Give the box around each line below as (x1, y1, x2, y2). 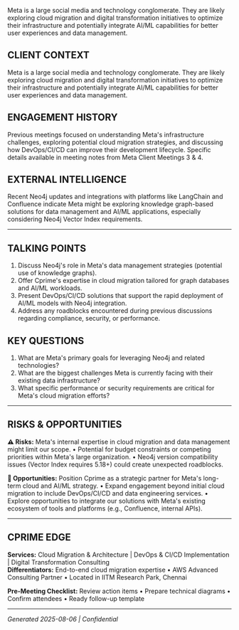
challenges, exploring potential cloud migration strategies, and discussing (7, 138, 223, 146)
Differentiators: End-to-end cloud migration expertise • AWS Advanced (7, 565, 218, 574)
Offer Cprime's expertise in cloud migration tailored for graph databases (17, 277, 230, 285)
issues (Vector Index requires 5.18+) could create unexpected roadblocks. (7, 460, 224, 469)
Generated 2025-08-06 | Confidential (7, 614, 119, 623)
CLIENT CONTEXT (7, 49, 90, 61)
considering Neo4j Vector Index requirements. (7, 215, 143, 223)
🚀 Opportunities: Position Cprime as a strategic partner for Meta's (7, 474, 202, 482)
